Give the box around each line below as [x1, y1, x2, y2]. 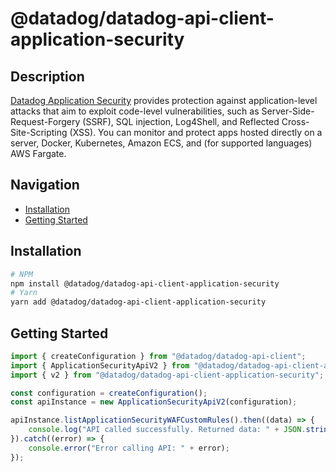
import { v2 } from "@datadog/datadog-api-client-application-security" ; [10, 370, 325, 380]
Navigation [10, 177, 80, 194]
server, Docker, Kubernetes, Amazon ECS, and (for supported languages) [10, 137, 313, 149]
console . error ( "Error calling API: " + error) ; [28, 443, 230, 453]
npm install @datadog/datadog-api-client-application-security [10, 278, 280, 289]
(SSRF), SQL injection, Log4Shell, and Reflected [82, 116, 280, 127]
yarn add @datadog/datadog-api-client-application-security [10, 297, 267, 307]
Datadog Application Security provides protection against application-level [10, 95, 318, 106]
